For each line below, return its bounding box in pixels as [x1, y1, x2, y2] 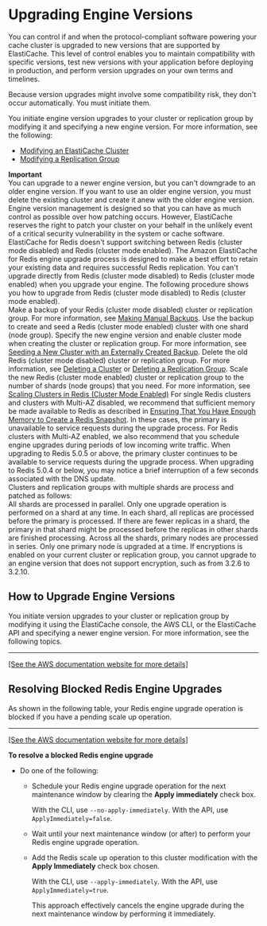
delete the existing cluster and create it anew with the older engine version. [8, 195, 255, 204]
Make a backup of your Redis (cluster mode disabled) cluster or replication [8, 305, 253, 314]
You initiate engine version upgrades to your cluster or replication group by [8, 113, 254, 123]
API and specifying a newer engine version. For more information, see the [8, 628, 250, 637]
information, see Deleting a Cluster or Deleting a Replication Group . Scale [8, 364, 249, 373]
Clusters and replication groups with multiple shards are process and [8, 482, 234, 492]
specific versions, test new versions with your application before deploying [8, 57, 254, 67]
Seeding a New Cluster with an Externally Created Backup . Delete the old [8, 347, 248, 356]
